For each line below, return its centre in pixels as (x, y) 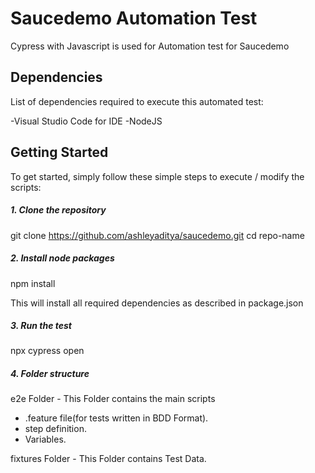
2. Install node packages (62, 258)
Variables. (45, 439)
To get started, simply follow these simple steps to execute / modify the (157, 176)
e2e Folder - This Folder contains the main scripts (113, 399)
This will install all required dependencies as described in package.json (157, 303)
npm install (33, 283)
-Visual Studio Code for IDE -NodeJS (86, 121)
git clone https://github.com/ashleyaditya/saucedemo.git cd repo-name (157, 235)
